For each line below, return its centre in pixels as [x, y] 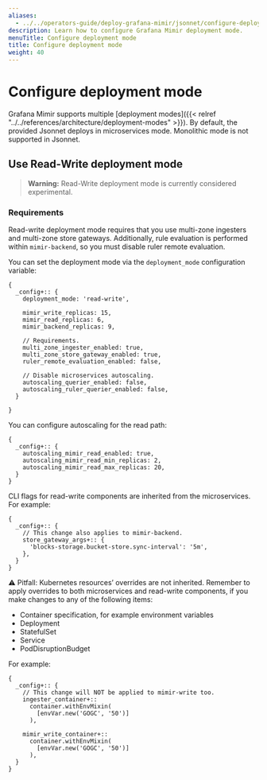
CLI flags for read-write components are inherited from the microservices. [130, 496]
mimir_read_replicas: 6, [64, 320]
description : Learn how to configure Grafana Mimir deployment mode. [126, 30]
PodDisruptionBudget [55, 649]
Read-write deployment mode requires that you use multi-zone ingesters [128, 230]
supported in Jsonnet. [44, 139]
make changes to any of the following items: [81, 600]
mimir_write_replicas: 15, [67, 313]
